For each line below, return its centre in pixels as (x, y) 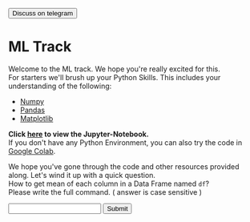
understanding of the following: (60, 86)
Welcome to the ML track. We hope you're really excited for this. (114, 69)
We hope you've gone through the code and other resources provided (124, 166)
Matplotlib (36, 118)
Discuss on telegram (43, 13)
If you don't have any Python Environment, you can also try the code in (125, 142)
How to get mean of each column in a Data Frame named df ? (109, 184)
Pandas (32, 110)
